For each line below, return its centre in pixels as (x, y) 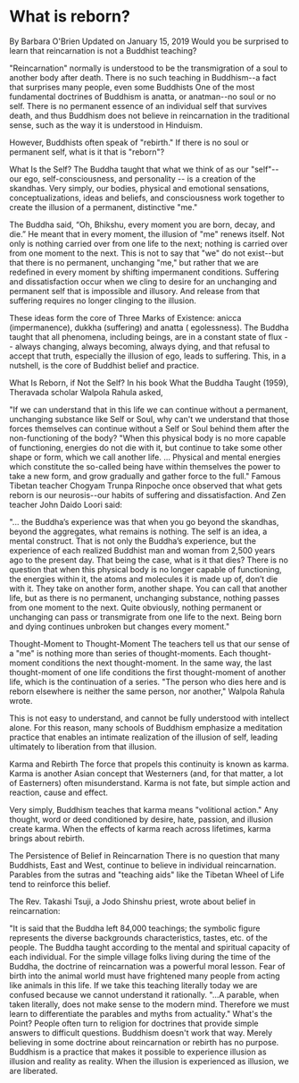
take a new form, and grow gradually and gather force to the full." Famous (145, 476)
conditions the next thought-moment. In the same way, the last (157, 663)
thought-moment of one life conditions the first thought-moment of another (148, 672)
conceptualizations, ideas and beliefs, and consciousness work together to (147, 198)
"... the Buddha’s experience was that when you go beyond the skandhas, (144, 521)
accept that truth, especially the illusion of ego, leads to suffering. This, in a (148, 356)
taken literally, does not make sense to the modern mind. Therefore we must (149, 1004)
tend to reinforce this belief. (60, 884)
